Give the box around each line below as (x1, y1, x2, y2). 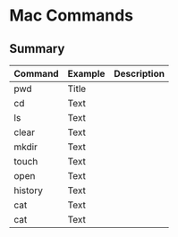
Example (67, 68, 106, 80)
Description (114, 68, 165, 80)
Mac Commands (9, 5, 134, 26)
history (13, 184, 43, 197)
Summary (9, 41, 65, 56)
